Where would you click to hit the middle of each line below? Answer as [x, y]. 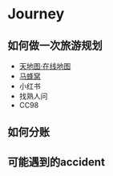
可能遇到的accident [56, 162]
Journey [36, 14]
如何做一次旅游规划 [55, 45]
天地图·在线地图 [45, 66]
